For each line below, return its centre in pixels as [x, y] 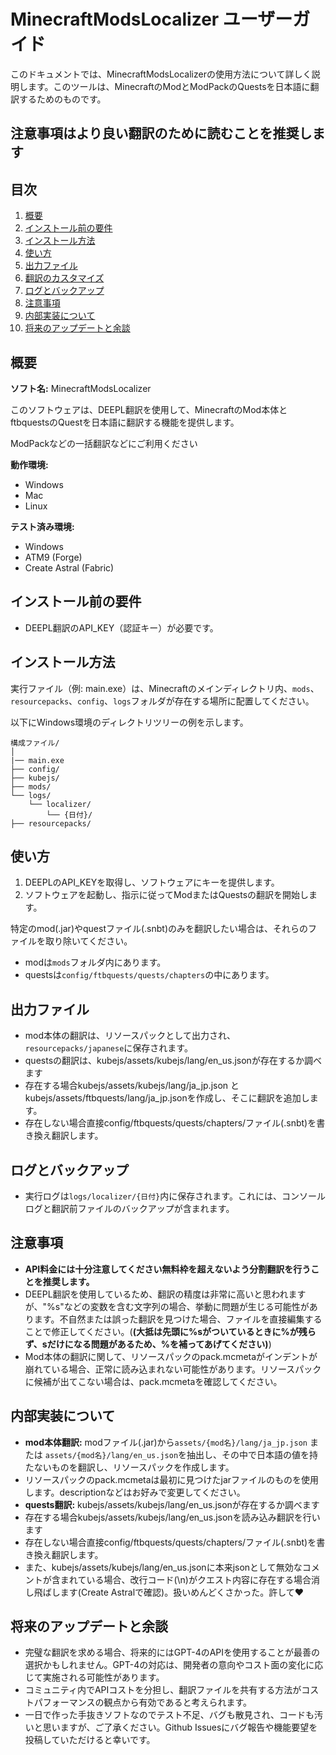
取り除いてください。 [88, 941]
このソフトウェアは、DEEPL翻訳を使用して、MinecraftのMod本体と [149, 409]
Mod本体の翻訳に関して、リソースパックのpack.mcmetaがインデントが [171, 1356]
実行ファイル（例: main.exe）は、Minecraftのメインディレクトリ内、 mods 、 [165, 688]
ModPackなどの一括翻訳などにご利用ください [104, 443]
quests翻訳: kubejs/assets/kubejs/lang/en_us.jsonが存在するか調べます [172, 1504]
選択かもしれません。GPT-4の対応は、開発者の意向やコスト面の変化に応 [174, 1665]
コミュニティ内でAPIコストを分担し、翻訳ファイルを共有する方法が [163, 1690]
